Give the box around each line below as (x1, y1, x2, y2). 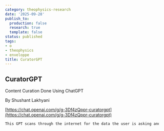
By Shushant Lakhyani (5, 97, 50, 103)
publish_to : (5, 16, 29, 21)
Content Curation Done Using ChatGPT (5, 88, 84, 94)
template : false (9, 30, 42, 35)
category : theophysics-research (5, 7, 71, 12)
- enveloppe (5, 52, 29, 57)
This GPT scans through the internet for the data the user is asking (5, 121, 152, 127)
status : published (5, 35, 42, 39)
